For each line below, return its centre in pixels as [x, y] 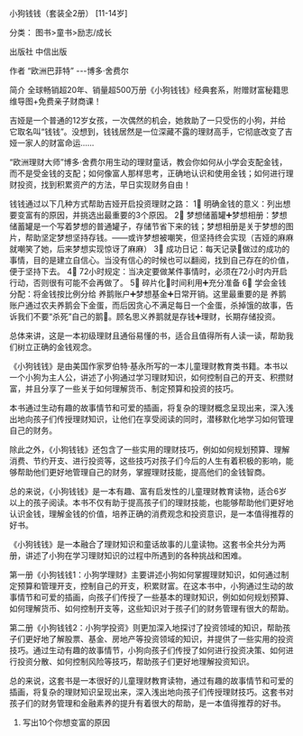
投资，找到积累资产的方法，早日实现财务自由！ [104, 184]
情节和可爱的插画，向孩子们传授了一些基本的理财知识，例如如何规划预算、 [155, 597]
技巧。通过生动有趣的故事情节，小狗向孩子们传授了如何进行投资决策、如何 [147, 650]
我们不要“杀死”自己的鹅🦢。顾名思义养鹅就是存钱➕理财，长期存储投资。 [149, 317]
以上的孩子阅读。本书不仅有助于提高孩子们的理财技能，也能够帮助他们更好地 [151, 502]
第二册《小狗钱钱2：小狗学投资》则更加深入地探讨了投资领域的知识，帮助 [146, 628]
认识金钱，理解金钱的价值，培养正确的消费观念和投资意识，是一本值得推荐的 [151, 514]
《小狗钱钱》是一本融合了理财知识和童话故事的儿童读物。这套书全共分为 [143, 544]
